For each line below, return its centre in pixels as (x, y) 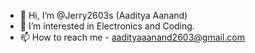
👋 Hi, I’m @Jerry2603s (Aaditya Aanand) (103, 15)
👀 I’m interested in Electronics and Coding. (107, 26)
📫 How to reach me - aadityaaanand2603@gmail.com (132, 37)
